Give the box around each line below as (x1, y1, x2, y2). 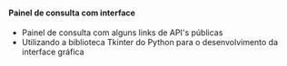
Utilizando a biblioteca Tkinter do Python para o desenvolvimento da (21, 37, 279, 48)
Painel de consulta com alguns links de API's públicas (21, 27, 223, 38)
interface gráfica (21, 46, 84, 58)
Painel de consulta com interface (8, 7, 135, 18)
